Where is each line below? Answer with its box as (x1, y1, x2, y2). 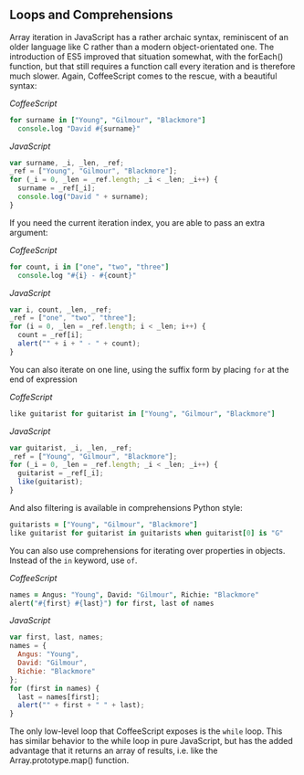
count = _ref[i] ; (17, 331, 84, 340)
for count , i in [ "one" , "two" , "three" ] (9, 262, 170, 271)
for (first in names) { (9, 684, 100, 693)
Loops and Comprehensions (9, 7, 173, 23)
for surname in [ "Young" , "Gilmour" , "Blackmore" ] (9, 115, 206, 124)
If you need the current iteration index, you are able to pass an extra (9, 217, 266, 228)
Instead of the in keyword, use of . (9, 555, 138, 566)
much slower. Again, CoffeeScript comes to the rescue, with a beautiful (9, 70, 278, 81)
